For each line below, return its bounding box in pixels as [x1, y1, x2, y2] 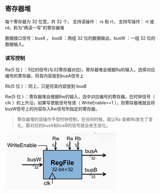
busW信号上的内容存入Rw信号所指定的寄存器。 [5, 106, 100, 112]
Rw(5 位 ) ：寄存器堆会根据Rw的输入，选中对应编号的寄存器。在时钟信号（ [5, 94, 155, 99]
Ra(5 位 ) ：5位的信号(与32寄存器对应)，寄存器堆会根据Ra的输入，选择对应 [5, 67, 155, 73]
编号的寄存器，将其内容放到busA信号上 [5, 73, 84, 79]
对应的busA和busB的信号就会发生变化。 [30, 122, 111, 128]
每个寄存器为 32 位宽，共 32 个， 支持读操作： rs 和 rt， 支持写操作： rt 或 [5, 19, 155, 24]
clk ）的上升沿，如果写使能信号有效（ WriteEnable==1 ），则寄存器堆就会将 [5, 100, 155, 106]
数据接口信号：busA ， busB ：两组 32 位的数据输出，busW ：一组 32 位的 [5, 35, 156, 41]
